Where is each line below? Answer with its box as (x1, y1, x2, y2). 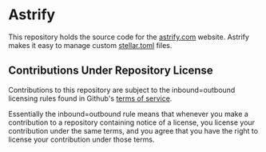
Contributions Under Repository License (8, 64, 213, 78)
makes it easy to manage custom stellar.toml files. (8, 40, 173, 50)
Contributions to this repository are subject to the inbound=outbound (8, 85, 236, 94)
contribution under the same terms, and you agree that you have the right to (8, 126, 258, 135)
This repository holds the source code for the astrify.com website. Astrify (8, 32, 250, 42)
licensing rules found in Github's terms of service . (8, 94, 173, 103)
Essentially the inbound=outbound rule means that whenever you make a (8, 109, 249, 118)
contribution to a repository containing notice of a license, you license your (8, 118, 256, 127)
